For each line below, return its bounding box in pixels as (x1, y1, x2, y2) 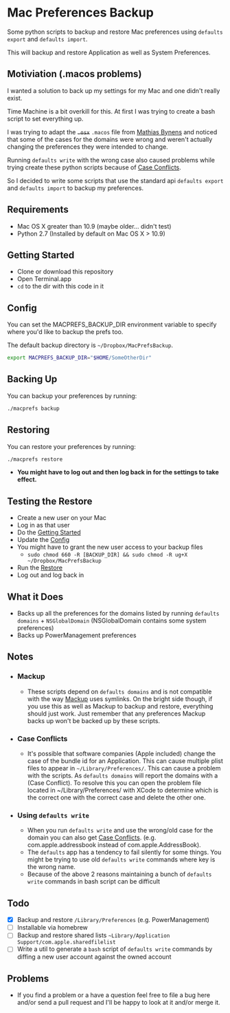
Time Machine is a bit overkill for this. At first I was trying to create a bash (7, 107, 216, 115)
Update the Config (16, 536, 70, 544)
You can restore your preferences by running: (7, 442, 136, 450)
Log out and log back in (16, 571, 84, 579)
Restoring (7, 424, 50, 436)
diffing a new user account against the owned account (16, 952, 172, 961)
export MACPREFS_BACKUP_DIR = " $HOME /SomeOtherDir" (7, 355, 152, 362)
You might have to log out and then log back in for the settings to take (16, 468, 220, 477)
